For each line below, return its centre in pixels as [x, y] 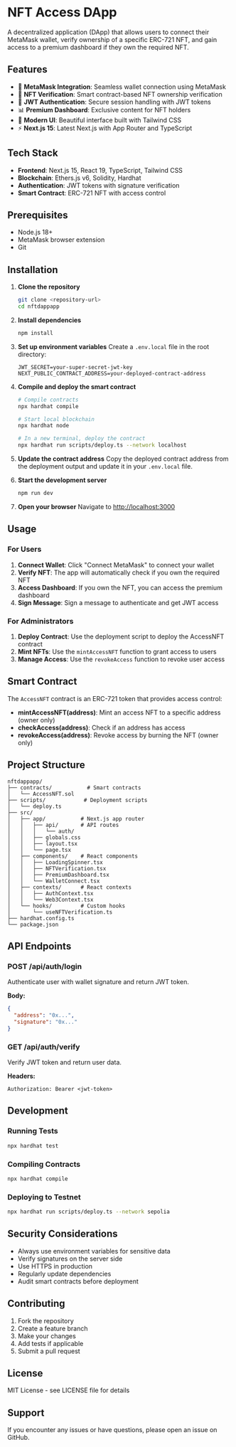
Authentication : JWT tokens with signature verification [98, 185]
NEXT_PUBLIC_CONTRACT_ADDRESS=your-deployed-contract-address [112, 373]
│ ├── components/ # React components [73, 856]
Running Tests [33, 1131]
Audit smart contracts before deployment [78, 1281]
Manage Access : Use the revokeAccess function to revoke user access [121, 659]
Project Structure [46, 765]
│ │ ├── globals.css [44, 837]
